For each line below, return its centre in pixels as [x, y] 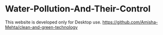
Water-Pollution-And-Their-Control [78, 9]
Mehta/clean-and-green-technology [41, 27]
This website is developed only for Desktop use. [53, 22]
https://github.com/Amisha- [130, 22]
